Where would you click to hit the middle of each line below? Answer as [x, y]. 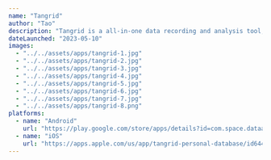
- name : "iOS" [39, 136]
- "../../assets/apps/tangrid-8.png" [79, 106]
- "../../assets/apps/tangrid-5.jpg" [79, 83]
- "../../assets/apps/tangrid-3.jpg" [79, 69]
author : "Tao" [32, 23]
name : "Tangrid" [35, 16]
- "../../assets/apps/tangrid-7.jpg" [79, 99]
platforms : [27, 114]
